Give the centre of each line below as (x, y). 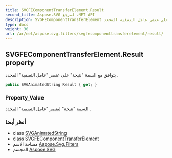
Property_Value (25, 97)
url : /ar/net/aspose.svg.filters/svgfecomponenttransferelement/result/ (84, 34)
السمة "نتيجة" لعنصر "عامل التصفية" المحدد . (48, 109)
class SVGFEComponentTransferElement (56, 139)
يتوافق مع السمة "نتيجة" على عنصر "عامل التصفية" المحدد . (62, 75)
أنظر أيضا (16, 122)
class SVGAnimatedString (40, 133)
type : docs (17, 24)
